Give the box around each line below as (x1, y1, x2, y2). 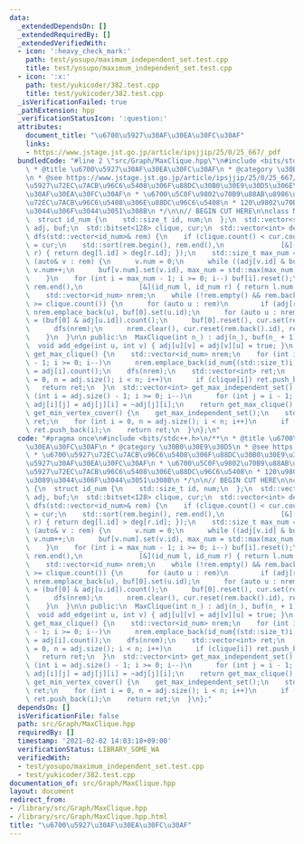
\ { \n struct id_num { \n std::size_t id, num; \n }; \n (25, 484, 253, 493)
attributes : (17, 123, 63, 132)
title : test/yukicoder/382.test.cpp (25, 89, 165, 98)
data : (9, 13, 30, 23)
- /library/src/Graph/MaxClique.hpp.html (9, 812, 168, 821)
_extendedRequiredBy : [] (17, 30, 111, 39)
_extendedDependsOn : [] (17, 22, 107, 31)
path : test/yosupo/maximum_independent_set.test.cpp (25, 55, 229, 64)
